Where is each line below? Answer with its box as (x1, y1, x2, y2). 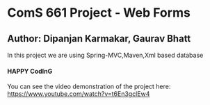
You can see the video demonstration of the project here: (7, 82, 171, 91)
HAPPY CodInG (7, 67, 53, 75)
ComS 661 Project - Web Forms (7, 5, 191, 21)
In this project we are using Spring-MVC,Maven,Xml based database (7, 51, 204, 59)
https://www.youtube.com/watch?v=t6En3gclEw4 (7, 90, 150, 98)
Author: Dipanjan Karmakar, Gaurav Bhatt (7, 33, 191, 45)
